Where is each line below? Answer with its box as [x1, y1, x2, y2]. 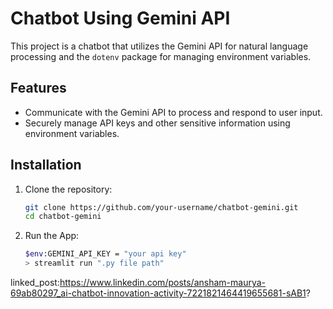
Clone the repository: [24, 183, 113, 195]
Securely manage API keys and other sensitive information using [24, 117, 291, 129]
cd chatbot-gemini [24, 212, 102, 222]
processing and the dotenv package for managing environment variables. [10, 50, 312, 62]
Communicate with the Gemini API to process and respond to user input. [24, 106, 323, 118]
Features [10, 80, 67, 97]
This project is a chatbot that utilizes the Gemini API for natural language [10, 40, 309, 52]
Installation [10, 157, 82, 174]
